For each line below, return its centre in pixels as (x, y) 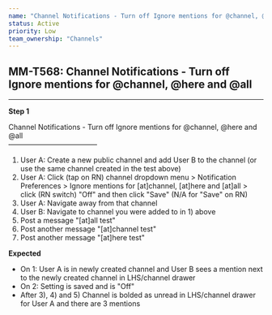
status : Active (34, 24)
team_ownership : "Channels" (56, 39)
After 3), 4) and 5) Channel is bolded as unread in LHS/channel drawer (138, 295)
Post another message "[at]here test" (83, 238)
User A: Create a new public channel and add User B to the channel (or (138, 160)
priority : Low (32, 31)
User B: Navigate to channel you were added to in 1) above (118, 212)
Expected (25, 253)
